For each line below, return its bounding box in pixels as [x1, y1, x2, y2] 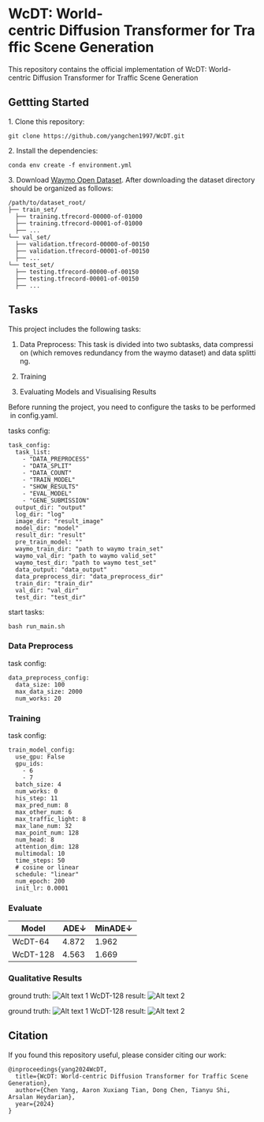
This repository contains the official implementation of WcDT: [8, 64, 207, 73]
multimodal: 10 [15, 850, 65, 858]
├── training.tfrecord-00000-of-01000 [15, 213, 143, 220]
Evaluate [8, 902, 43, 913]
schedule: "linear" [15, 871, 80, 879]
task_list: [15, 448, 51, 456]
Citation [8, 1029, 49, 1043]
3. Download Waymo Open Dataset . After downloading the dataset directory [8, 175, 255, 184]
